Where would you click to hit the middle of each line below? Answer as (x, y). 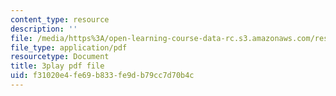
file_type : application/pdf (69, 47)
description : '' (44, 29)
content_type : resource (60, 19)
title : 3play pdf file (57, 66)
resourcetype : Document (60, 57)
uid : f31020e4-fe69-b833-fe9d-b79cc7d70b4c (102, 76)
